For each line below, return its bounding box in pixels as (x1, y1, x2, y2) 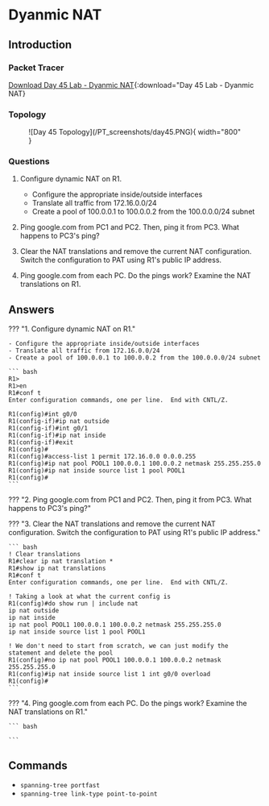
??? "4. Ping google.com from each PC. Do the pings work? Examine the (8, 699, 247, 708)
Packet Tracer (8, 62, 64, 73)
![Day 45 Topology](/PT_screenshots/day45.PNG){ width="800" (28, 127, 242, 137)
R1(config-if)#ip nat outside (8, 418, 110, 426)
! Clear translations (8, 550, 81, 559)
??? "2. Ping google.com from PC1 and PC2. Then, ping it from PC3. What (8, 495, 252, 505)
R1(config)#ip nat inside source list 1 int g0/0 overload (8, 671, 211, 679)
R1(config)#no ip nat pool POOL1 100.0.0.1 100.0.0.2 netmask (8, 656, 221, 664)
